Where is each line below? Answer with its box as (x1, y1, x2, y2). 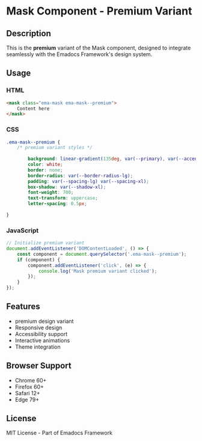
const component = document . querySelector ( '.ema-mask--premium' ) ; (17, 251, 187, 257)
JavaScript (6, 226, 39, 235)
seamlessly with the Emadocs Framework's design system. (6, 51, 153, 58)
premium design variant (14, 317, 74, 325)
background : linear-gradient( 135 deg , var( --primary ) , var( (28, 156, 179, 162)
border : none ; (28, 167, 63, 173)
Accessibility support (14, 330, 68, 337)
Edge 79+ (14, 396, 40, 403)
